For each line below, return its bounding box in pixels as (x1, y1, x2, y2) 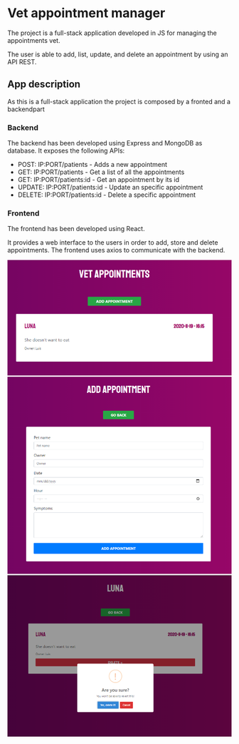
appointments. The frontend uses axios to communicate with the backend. (7, 246, 225, 255)
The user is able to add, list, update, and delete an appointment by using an (7, 50, 228, 58)
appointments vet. (7, 36, 60, 44)
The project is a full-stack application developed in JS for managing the (7, 29, 217, 37)
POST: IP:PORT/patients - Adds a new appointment (17, 160, 168, 169)
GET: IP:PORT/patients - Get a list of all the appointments (17, 168, 185, 176)
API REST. (7, 57, 37, 66)
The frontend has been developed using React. (7, 225, 145, 233)
